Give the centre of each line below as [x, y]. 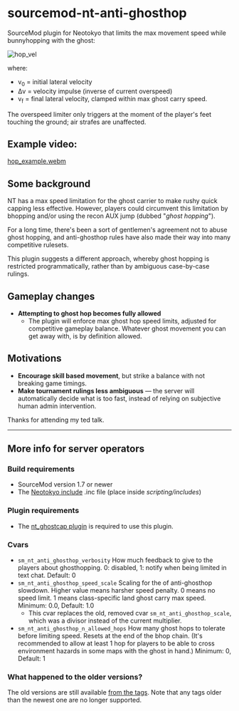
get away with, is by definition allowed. [85, 336]
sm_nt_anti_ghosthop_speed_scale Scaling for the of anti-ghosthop [115, 583]
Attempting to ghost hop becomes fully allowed [89, 313]
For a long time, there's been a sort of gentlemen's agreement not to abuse [117, 230]
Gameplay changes [51, 296]
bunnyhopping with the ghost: [51, 40]
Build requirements [41, 469]
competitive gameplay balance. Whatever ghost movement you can [127, 328]
